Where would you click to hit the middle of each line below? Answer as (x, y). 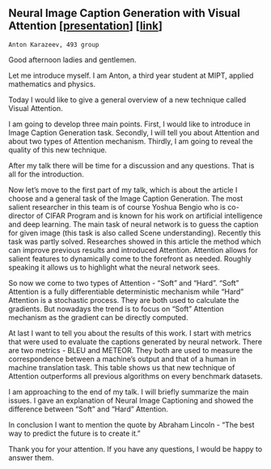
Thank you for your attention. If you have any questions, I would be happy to (135, 449)
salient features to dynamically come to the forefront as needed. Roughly (130, 258)
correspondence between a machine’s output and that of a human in (123, 359)
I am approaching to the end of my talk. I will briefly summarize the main (129, 391)
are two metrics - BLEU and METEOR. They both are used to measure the (131, 350)
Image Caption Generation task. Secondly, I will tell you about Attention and (134, 132)
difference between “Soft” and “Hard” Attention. (88, 409)
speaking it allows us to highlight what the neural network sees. (114, 267)
